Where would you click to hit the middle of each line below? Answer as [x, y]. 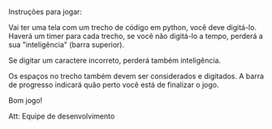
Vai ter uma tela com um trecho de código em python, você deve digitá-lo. [133, 27]
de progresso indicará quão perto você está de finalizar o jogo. [114, 85]
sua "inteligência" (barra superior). [67, 45]
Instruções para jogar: [45, 12]
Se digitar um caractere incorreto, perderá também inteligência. [115, 60]
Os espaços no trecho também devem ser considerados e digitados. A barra [136, 76]
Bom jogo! [26, 100]
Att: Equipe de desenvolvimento [62, 116]
